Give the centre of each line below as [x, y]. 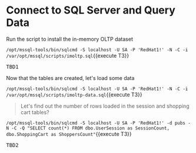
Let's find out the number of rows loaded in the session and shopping [105, 106]
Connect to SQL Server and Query [91, 10]
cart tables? [35, 112]
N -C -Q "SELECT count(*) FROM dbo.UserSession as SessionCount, [88, 128]
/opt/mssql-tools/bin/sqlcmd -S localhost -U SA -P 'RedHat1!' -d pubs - [99, 123]
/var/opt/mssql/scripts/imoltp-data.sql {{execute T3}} [74, 94]
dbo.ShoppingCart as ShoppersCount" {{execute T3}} [69, 134]
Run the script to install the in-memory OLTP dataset [70, 39]
